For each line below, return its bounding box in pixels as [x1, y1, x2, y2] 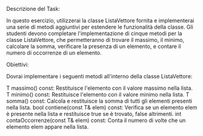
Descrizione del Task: [6, 5, 61, 12]
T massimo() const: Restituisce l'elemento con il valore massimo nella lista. [6, 84, 193, 92]
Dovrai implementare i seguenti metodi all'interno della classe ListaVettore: [6, 73, 193, 80]
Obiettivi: [6, 61, 29, 68]
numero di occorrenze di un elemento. [6, 49, 102, 56]
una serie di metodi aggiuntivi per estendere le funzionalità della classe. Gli [6, 24, 194, 30]
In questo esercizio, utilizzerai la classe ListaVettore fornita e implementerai [6, 17, 195, 24]
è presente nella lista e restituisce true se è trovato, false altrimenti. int [6, 110, 182, 117]
